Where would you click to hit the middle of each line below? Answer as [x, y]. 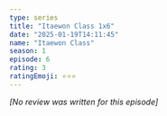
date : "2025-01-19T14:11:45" [64, 34]
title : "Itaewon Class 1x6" [62, 26]
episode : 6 [30, 59]
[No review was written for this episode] [84, 102]
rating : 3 [28, 68]
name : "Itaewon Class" [52, 43]
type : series [34, 18]
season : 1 [28, 51]
